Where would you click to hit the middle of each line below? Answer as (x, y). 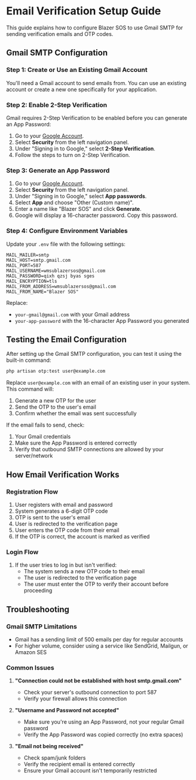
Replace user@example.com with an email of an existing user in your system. (98, 383)
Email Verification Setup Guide (84, 11)
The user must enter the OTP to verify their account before (96, 584)
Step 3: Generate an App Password (58, 170)
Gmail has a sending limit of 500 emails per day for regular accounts (99, 639)
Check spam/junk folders (55, 758)
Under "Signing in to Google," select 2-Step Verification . (85, 149)
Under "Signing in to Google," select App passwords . (81, 196)
